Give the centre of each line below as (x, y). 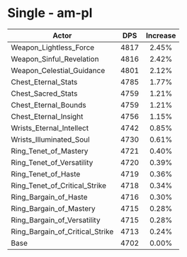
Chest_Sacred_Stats (44, 93)
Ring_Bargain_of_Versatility (56, 219)
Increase (161, 35)
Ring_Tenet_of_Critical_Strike (59, 185)
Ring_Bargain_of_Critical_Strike (62, 232)
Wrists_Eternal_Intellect (50, 127)
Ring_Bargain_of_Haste (49, 197)
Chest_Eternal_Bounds (49, 105)
